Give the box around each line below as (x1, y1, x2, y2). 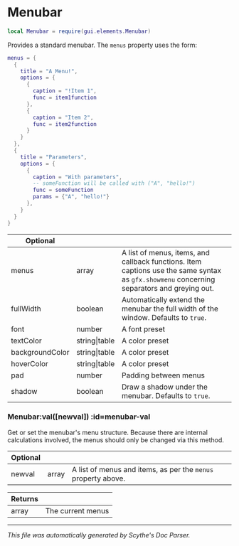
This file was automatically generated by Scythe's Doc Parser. (7, 530, 191, 539)
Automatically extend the (122, 294, 205, 304)
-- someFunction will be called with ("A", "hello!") (33, 180, 196, 187)
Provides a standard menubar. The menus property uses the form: (7, 41, 198, 49)
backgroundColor (11, 347, 70, 357)
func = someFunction (33, 186, 94, 194)
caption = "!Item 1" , (33, 87, 97, 95)
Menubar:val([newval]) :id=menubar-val (7, 412, 151, 422)
